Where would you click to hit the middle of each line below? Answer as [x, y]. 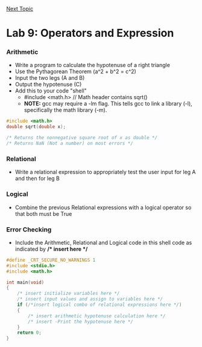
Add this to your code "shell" [51, 91]
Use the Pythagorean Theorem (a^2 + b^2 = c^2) [76, 71]
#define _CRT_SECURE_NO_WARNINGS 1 [51, 260]
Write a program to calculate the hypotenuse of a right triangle [93, 65]
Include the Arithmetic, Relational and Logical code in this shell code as [103, 242]
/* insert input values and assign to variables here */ [90, 299]
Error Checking [29, 229]
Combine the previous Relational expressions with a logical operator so [103, 207]
